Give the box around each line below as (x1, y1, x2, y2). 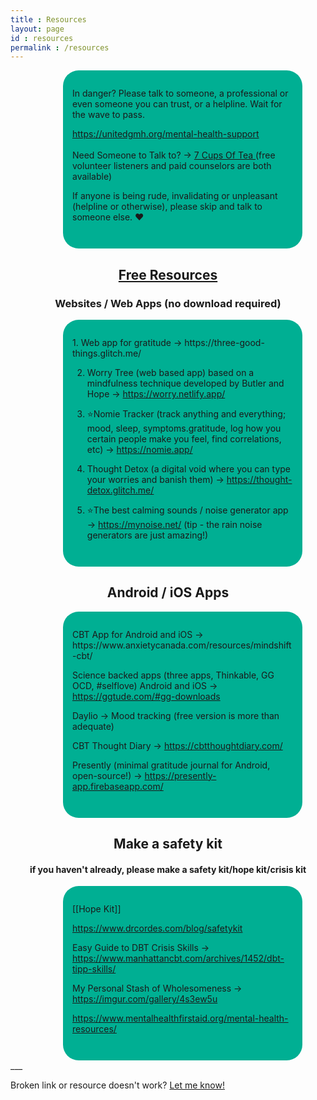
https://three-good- (184, 336, 265, 348)
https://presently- (144, 769, 217, 781)
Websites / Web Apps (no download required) (54, 296, 282, 310)
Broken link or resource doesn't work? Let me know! (10, 1079, 225, 1091)
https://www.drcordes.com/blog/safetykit (72, 922, 243, 935)
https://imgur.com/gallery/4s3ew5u (72, 993, 218, 1005)
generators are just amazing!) (86, 529, 209, 541)
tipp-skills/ (72, 963, 117, 975)
